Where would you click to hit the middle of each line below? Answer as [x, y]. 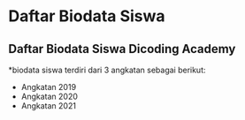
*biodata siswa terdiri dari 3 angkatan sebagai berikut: [107, 70]
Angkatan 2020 [50, 96]
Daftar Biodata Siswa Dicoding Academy [122, 49]
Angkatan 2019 [49, 87]
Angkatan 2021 [49, 106]
